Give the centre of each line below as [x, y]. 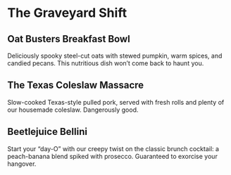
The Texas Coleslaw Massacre [76, 85]
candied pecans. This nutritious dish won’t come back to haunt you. [106, 63]
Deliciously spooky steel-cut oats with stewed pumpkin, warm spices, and [115, 56]
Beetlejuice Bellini [48, 132]
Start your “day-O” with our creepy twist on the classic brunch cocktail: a [113, 148]
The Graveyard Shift [67, 13]
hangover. [22, 164]
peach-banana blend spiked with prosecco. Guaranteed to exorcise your [113, 156]
